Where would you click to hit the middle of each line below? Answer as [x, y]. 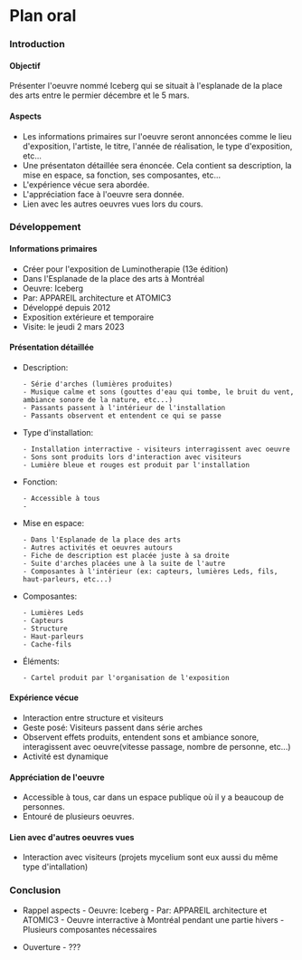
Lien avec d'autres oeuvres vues [72, 837]
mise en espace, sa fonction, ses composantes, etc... [122, 175]
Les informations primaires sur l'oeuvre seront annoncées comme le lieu [157, 136]
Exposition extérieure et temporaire [88, 317]
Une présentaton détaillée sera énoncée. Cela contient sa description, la [157, 165]
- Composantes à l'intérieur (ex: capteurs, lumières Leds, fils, [150, 571]
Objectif [25, 65]
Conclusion [35, 890]
